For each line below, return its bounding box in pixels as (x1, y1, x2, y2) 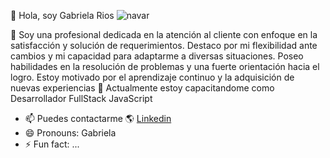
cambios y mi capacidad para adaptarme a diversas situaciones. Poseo (10, 50, 304, 62)
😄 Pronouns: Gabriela (24, 127, 117, 139)
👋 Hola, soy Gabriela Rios (10, 10, 115, 21)
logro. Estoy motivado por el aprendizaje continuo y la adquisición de (10, 71, 295, 83)
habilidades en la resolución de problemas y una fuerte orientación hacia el (10, 61, 320, 72)
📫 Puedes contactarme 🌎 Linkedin (24, 113, 172, 124)
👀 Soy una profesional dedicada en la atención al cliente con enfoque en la (10, 29, 318, 40)
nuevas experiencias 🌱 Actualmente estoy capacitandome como (10, 82, 275, 94)
